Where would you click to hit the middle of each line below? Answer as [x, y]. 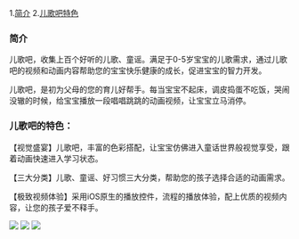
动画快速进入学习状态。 [60, 158]
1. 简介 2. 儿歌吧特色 [44, 13]
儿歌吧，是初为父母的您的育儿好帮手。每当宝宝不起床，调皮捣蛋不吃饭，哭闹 [149, 90]
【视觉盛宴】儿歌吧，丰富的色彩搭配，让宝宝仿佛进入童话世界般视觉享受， [145, 147]
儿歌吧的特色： [41, 126]
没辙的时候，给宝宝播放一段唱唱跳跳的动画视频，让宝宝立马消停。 [130, 101]
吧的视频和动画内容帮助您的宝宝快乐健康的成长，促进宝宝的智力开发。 [138, 70]
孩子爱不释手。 [75, 207]
